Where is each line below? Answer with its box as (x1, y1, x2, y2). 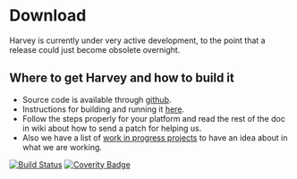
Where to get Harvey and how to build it (9, 71, 234, 86)
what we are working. (21, 141, 103, 152)
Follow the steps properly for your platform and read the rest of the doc (21, 113, 286, 124)
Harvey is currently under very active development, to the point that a (9, 35, 266, 46)
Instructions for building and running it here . (21, 104, 185, 115)
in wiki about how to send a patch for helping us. (21, 123, 202, 133)
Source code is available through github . (21, 94, 172, 105)
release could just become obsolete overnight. (9, 44, 181, 55)
